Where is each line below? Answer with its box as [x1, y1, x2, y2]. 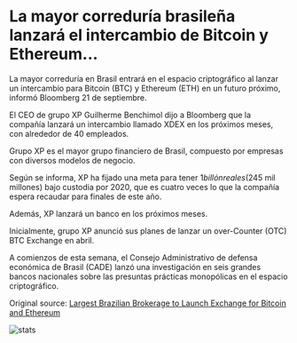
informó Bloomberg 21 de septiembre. [9, 92, 147, 103]
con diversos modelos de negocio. [9, 155, 136, 165]
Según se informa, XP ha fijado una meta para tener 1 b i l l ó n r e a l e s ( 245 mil [9, 171, 276, 183]
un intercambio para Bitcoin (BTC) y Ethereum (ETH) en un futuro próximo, [9, 83, 281, 93]
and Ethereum [9, 307, 60, 317]
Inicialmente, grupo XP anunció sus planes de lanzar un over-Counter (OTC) [9, 225, 287, 236]
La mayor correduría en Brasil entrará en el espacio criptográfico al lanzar [9, 73, 279, 84]
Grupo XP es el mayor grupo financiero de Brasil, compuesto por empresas [9, 145, 284, 156]
